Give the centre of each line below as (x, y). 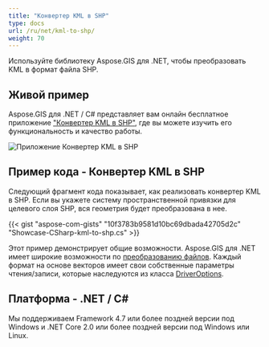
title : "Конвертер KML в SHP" (59, 16)
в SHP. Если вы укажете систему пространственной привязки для (122, 200)
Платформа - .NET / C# (69, 299)
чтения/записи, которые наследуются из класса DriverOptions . (116, 273)
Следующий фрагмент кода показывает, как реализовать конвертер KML (134, 191)
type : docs (26, 23)
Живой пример (49, 94)
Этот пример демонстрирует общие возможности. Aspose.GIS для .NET (132, 248)
